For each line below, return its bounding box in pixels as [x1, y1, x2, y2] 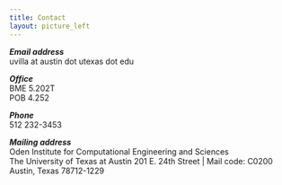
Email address [9, 46, 65, 57]
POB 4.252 [9, 92, 49, 103]
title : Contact [9, 13, 66, 22]
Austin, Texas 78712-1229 [9, 165, 105, 176]
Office [9, 73, 34, 84]
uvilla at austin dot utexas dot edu [9, 56, 135, 66]
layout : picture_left [9, 22, 91, 31]
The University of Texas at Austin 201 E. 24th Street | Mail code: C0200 [9, 155, 274, 166]
